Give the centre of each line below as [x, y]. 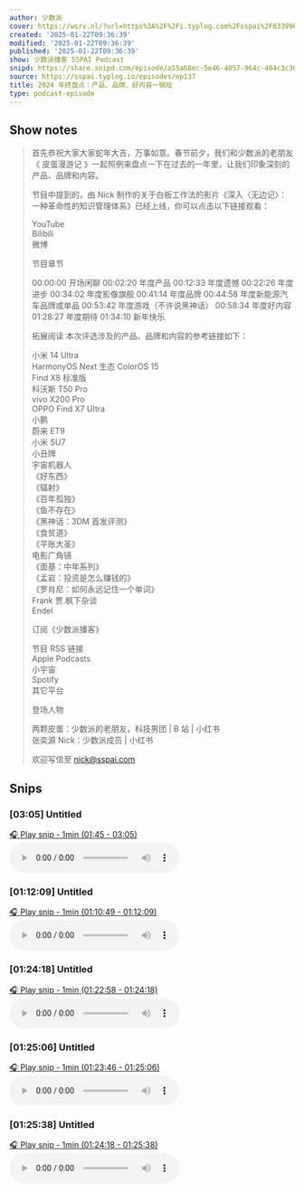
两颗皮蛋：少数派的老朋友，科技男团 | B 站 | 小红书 [125, 729]
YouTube [48, 224]
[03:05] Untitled [46, 814]
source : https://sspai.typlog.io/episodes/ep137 [103, 77]
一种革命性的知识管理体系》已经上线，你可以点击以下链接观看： [150, 206]
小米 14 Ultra [55, 355]
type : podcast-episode [52, 93]
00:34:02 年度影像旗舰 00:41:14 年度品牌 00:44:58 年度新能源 [165, 294]
